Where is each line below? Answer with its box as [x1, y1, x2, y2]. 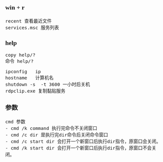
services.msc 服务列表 [5, 25, 59, 31]
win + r [5, 4, 25, 11]
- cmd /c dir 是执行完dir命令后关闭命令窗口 [5, 132, 108, 138]
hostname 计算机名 [5, 75, 54, 81]
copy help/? [5, 52, 36, 58]
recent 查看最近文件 [5, 18, 52, 24]
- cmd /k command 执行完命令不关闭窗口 [5, 125, 98, 131]
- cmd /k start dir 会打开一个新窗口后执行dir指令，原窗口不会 [5, 145, 152, 151]
